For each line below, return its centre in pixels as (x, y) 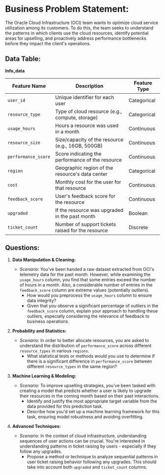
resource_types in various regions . (54, 351)
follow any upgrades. (41, 451)
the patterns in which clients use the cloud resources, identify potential (77, 33)
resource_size (24, 143)
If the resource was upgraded (89, 210)
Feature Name (29, 86)
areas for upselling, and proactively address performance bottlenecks (76, 38)
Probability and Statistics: (39, 331)
